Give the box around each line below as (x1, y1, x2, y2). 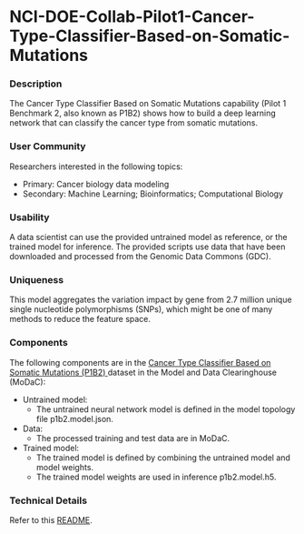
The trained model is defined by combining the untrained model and (35, 452, 290, 463)
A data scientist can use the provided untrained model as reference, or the (9, 232, 288, 243)
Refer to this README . (9, 514, 93, 525)
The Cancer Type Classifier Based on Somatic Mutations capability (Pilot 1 (9, 98, 287, 109)
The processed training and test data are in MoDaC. (35, 432, 230, 443)
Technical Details (9, 494, 88, 507)
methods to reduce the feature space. (9, 314, 152, 325)
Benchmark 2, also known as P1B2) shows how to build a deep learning (9, 107, 277, 119)
